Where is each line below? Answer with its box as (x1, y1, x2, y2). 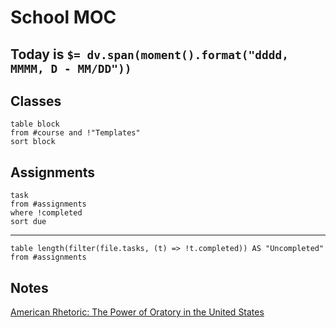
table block (10, 119, 60, 130)
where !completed (10, 208, 83, 218)
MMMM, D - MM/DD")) (10, 61, 132, 76)
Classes (10, 92, 62, 110)
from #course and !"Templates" (10, 128, 141, 138)
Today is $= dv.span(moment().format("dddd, (10, 46, 289, 63)
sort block (10, 137, 56, 147)
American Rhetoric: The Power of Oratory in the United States (10, 306, 265, 318)
